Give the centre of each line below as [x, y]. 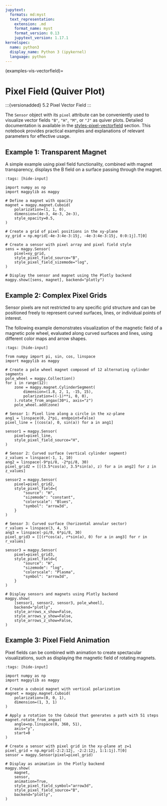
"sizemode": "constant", [49, 497]
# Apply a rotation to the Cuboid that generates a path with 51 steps [82, 715]
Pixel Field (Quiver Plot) [55, 91]
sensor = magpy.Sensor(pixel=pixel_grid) [49, 755]
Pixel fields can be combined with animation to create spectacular [73, 652]
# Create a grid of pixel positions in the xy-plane [62, 232]
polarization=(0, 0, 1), [40, 698]
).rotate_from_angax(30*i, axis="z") [54, 400]
